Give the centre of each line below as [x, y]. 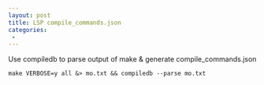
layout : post [30, 15]
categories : [28, 30]
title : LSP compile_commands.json [65, 23]
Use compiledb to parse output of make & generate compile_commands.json [132, 59]
